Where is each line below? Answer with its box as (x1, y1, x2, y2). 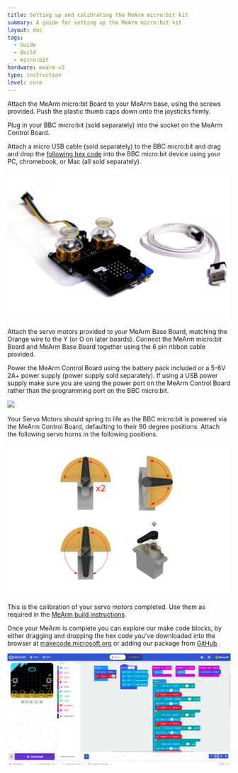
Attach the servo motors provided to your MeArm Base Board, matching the (7, 328, 228, 336)
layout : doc (7, 26, 42, 33)
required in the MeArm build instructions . (7, 610, 127, 619)
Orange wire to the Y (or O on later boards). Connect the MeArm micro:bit (7, 335, 222, 344)
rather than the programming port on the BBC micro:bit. (7, 386, 169, 395)
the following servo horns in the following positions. (7, 430, 158, 438)
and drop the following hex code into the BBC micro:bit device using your (7, 149, 221, 158)
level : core (7, 79, 42, 86)
